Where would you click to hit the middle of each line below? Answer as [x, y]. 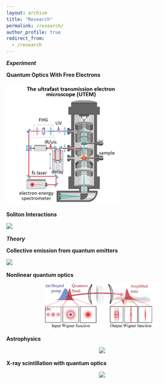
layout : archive [27, 13]
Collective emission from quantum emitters [62, 250]
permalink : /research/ [35, 26]
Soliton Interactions [32, 214]
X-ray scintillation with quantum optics [56, 363]
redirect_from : [26, 39]
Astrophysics [24, 338]
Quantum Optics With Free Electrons [53, 75]
